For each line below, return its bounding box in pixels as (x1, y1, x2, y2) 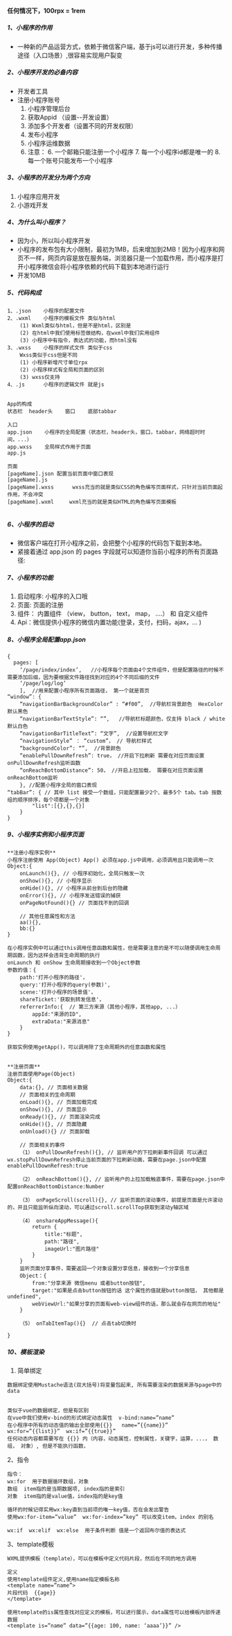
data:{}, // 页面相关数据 (19, 1084, 88, 1091)
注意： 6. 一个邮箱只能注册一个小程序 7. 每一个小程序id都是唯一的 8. (27, 148, 221, 156)
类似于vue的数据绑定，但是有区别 (7, 1407, 89, 1414)
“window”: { (7, 694, 42, 701)
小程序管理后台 (27, 104, 71, 112)
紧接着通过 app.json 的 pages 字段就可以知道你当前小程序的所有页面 (17, 547, 213, 556)
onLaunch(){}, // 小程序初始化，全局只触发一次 (19, 870, 145, 877)
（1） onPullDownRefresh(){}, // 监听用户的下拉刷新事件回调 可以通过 (19, 1149, 208, 1156)
